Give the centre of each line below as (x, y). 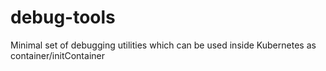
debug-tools (63, 17)
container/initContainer (57, 55)
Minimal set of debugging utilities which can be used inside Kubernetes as (163, 45)
